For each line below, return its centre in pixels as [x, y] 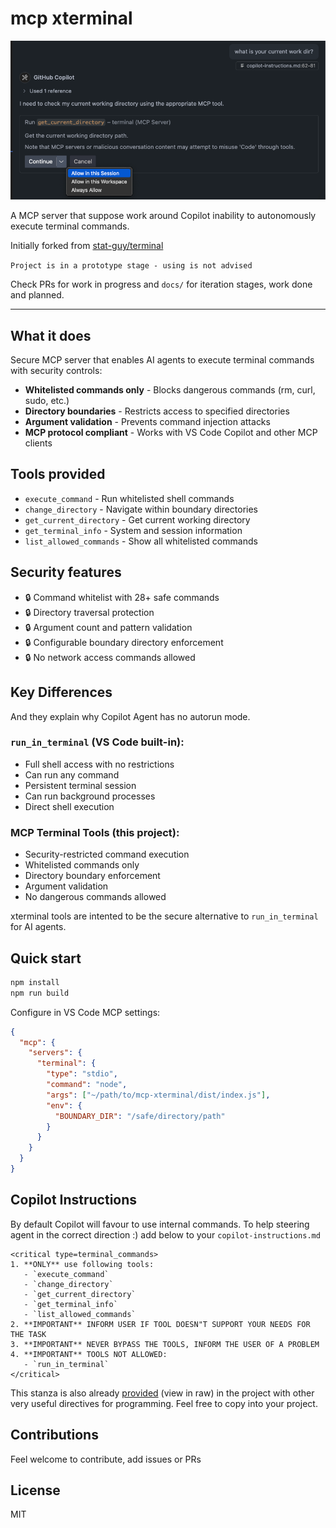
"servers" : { [55, 1053]
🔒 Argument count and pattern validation [108, 627]
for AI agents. [38, 927]
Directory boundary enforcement [92, 876]
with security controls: [56, 371]
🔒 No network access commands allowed [110, 657]
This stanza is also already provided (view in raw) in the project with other [162, 1393]
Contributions [54, 1435]
